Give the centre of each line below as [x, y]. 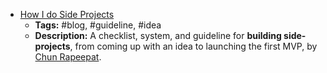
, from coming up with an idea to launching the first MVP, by [193, 46]
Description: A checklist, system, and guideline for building [158, 35]
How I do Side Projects [67, 14]
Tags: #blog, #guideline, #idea [98, 25]
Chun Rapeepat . [68, 57]
